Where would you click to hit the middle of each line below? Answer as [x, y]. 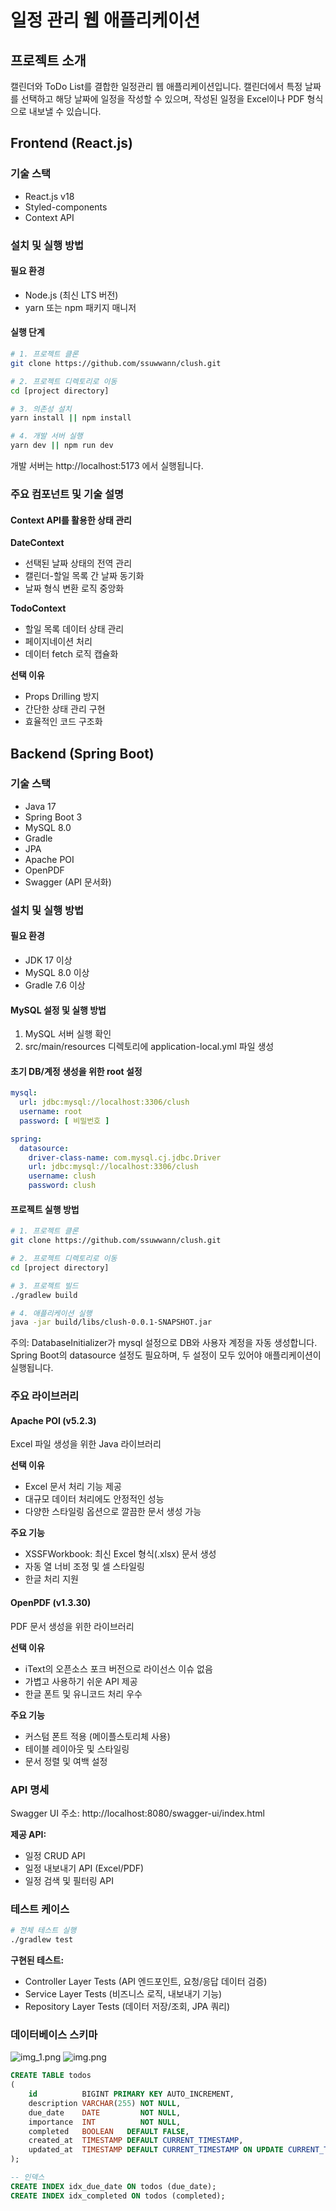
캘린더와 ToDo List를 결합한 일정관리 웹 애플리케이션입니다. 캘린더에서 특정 [156, 86]
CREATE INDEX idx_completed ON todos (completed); [118, 2196]
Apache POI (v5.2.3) [53, 1420]
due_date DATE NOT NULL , [105, 2112]
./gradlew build [44, 1295]
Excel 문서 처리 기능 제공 [73, 1487]
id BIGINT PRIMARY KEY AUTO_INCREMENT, [131, 2094]
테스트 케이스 [40, 1909]
